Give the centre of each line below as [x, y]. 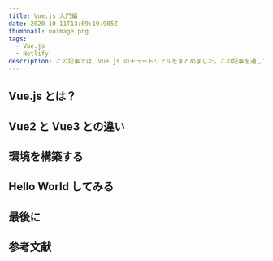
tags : [17, 39]
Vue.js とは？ [43, 96]
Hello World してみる [61, 187]
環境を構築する [46, 157]
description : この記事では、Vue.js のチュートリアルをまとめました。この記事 [127, 62]
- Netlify [32, 54]
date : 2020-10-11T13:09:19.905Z [63, 24]
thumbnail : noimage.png [49, 31]
